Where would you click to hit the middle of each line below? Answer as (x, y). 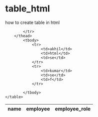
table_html (28, 9)
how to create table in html (33, 22)
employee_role (73, 109)
